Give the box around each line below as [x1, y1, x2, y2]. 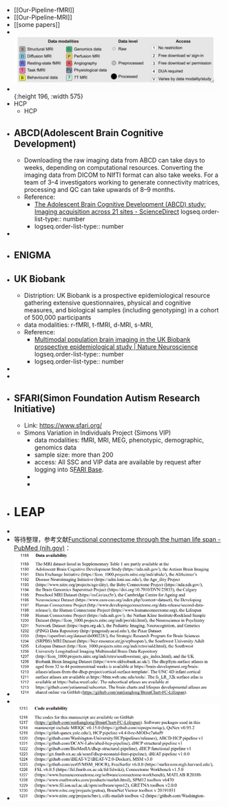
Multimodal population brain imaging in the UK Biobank [34, 335, 191, 344]
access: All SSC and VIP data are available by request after [34, 458, 202, 466]
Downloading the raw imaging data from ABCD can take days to [23, 155, 205, 164]
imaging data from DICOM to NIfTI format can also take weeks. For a [23, 171, 219, 179]
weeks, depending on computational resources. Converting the [23, 163, 203, 171]
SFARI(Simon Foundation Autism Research [13, 392, 200, 403]
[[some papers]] [13, 21, 61, 28]
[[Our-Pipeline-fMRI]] [13, 6, 74, 14]
